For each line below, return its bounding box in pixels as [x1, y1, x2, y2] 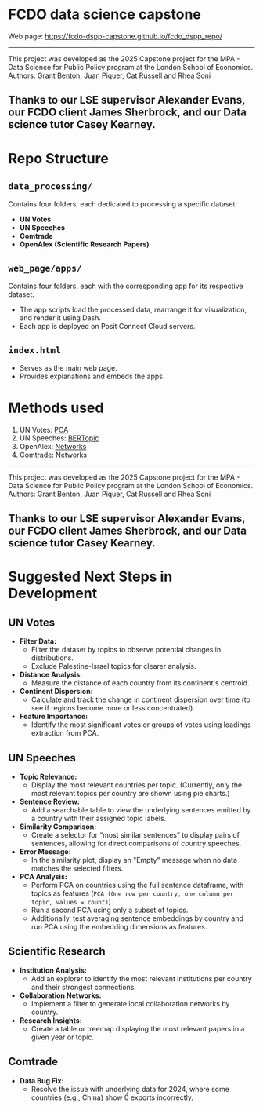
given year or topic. [31, 1032, 94, 1042]
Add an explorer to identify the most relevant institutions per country [31, 973, 252, 983]
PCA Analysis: [19, 872, 68, 882]
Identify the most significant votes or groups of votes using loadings [31, 720, 252, 729]
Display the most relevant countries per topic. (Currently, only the [31, 780, 243, 790]
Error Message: [19, 847, 72, 856]
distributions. [31, 653, 74, 663]
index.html [8, 344, 61, 356]
